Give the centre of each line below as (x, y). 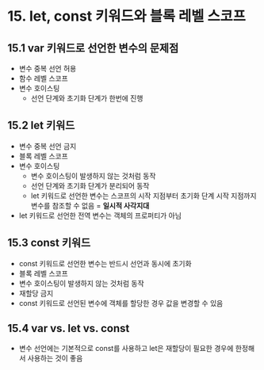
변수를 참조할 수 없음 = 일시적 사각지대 (90, 205)
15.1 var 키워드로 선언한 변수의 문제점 (93, 48)
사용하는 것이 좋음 (55, 358)
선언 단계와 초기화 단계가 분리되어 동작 (90, 185)
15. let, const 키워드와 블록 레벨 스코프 (127, 16)
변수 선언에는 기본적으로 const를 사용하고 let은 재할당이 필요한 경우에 (126, 349)
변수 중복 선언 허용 (48, 69)
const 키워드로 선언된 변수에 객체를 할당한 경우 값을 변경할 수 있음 (121, 303)
